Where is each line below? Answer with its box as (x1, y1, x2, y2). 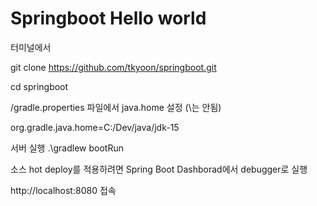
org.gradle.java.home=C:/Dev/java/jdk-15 (10, 121, 180, 133)
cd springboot (10, 80, 69, 92)
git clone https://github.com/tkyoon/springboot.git (10, 61, 217, 73)
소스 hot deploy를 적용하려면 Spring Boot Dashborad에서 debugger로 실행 (10, 163, 308, 175)
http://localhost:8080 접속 (10, 184, 117, 196)
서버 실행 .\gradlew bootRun (10, 142, 124, 154)
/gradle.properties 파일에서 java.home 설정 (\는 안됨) (10, 101, 222, 113)
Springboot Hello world (10, 7, 207, 30)
